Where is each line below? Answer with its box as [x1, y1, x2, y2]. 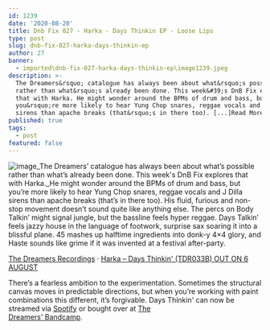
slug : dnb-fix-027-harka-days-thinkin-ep [8, 42, 149, 50]
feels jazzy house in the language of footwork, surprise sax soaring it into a [8, 221, 258, 230]
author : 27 [8, 49, 45, 57]
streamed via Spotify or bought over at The [8, 303, 151, 313]
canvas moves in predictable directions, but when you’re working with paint [8, 287, 259, 296]
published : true [8, 117, 63, 125]
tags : [8, 124, 27, 132]
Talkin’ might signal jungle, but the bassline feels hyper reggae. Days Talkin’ [8, 212, 259, 222]
